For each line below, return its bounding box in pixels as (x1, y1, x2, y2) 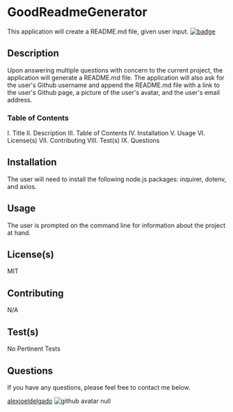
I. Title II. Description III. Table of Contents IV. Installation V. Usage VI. (7, 129, 205, 137)
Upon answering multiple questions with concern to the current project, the (7, 66, 223, 74)
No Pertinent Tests (7, 344, 61, 353)
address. (7, 96, 33, 104)
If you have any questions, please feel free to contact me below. (7, 383, 191, 391)
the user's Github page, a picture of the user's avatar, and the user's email (7, 88, 220, 96)
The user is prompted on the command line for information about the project (7, 221, 226, 229)
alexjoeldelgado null (7, 397, 111, 405)
